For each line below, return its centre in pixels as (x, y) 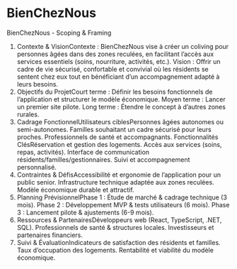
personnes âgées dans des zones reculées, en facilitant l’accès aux (115, 54)
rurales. (28, 114)
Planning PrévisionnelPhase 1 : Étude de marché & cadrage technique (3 (122, 197)
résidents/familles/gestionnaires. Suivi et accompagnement (103, 159)
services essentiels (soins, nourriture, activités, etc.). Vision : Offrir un (118, 61)
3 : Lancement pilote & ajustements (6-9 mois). (85, 212)
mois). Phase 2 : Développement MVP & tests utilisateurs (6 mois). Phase (123, 204)
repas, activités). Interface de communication (83, 152)
